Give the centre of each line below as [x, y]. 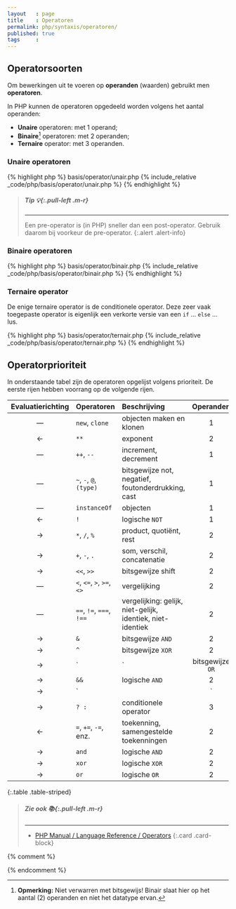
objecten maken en [153, 418]
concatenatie [143, 560]
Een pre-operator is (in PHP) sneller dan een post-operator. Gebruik [123, 225]
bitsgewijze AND [147, 639]
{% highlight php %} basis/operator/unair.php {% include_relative [102, 177]
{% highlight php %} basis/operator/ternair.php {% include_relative [104, 336]
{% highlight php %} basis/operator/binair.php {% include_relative [103, 266]
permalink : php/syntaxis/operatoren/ [63, 27]
